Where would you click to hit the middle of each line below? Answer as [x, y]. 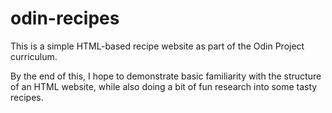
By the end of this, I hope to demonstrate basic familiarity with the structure [166, 76]
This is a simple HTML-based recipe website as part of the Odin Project [157, 46]
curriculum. [34, 56]
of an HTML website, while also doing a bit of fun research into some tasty [164, 86]
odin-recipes [65, 18]
